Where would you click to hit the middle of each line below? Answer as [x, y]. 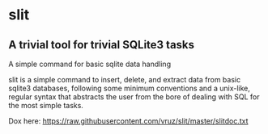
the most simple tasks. [46, 105]
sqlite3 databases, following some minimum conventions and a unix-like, [130, 88]
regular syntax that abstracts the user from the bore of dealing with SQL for [134, 97]
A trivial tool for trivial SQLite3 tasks [102, 45]
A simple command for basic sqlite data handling [90, 64]
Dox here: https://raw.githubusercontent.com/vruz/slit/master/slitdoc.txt [128, 121]
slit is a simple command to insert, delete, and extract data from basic [125, 80]
